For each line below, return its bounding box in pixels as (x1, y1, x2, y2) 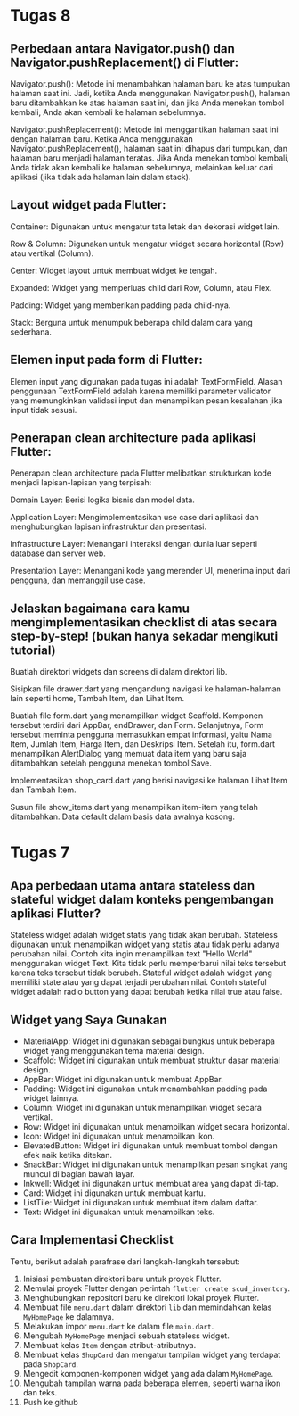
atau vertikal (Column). (10, 247, 94, 259)
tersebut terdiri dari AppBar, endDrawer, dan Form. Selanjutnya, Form (10, 720, 264, 731)
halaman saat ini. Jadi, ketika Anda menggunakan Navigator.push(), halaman (10, 88, 291, 98)
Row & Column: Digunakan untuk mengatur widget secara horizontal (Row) (10, 238, 284, 249)
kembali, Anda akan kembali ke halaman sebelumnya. (10, 107, 206, 117)
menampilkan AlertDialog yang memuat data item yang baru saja (10, 749, 247, 759)
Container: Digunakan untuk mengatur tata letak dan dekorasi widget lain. (10, 220, 280, 232)
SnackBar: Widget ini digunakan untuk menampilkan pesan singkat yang (22, 1159, 288, 1170)
